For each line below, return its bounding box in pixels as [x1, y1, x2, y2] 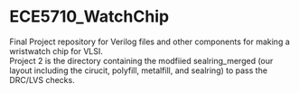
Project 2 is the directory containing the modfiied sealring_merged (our [9, 55, 274, 66]
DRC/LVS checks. [9, 74, 75, 85]
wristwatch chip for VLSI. [9, 45, 104, 56]
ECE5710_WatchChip [9, 6, 170, 27]
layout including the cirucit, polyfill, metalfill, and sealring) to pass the [9, 65, 268, 76]
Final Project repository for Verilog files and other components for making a [9, 36, 291, 47]
